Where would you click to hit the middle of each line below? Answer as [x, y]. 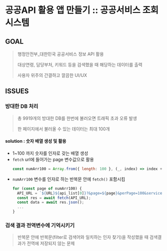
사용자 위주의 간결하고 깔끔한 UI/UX [52, 75]
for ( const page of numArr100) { [47, 188]
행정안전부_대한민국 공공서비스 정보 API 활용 [61, 54]
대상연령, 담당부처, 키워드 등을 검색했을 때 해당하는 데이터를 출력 [80, 65]
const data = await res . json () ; [51, 203]
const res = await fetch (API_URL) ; [54, 198]
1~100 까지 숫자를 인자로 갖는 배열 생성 [50, 153]
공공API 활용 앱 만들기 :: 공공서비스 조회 [82, 10]
